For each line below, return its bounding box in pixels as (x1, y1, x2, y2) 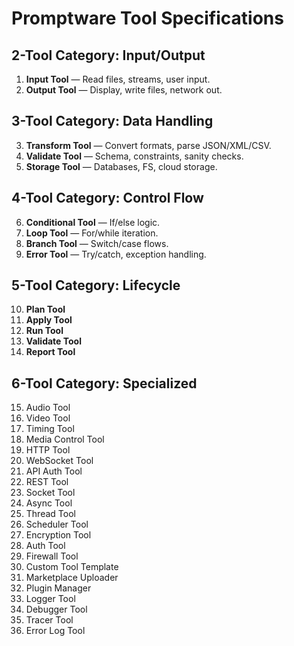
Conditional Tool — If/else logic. (25, 216, 161, 228)
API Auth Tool (25, 465, 83, 477)
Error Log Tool (25, 625, 86, 637)
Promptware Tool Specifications (11, 7, 284, 30)
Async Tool (25, 497, 73, 509)
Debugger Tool (25, 603, 88, 616)
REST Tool (25, 476, 69, 488)
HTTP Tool (25, 444, 71, 456)
